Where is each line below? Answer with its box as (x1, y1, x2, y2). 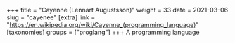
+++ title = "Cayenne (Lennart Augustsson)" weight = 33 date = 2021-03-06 (6, 6, 229, 14)
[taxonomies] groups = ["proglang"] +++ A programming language (6, 28, 200, 36)
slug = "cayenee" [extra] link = (6, 13, 96, 21)
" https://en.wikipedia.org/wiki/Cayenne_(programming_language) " (6, 21, 199, 28)
